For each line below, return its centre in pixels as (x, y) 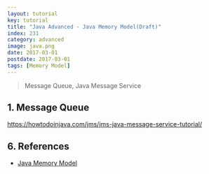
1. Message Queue (48, 108)
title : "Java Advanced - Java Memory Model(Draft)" (84, 27)
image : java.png (31, 46)
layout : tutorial (33, 14)
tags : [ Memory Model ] (39, 66)
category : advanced (36, 40)
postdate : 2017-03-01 (39, 59)
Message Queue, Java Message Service (83, 85)
